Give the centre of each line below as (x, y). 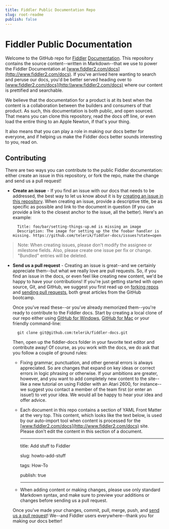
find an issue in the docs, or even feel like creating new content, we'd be (88, 276)
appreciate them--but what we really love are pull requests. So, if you (84, 271)
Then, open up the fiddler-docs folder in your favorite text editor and (83, 342)
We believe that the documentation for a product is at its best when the (79, 100)
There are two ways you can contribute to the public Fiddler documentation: (84, 170)
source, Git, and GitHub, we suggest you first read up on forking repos (86, 287)
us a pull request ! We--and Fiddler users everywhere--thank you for (83, 516)
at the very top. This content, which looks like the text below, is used (91, 415)
